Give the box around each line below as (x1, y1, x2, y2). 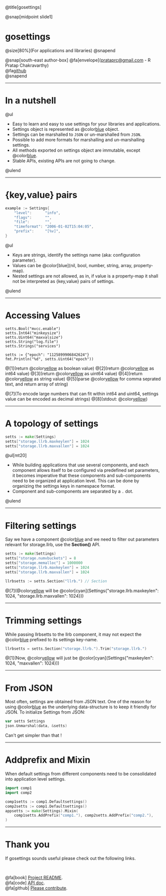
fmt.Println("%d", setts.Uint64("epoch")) (5, 356, 94, 361)
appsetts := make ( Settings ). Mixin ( (5, 808, 79, 813)
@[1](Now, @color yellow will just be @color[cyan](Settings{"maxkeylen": (5, 655, 154, 661)
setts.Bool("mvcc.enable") (5, 326, 61, 331)
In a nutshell (5, 95, 56, 106)
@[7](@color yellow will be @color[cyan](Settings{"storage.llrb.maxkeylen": (5, 587, 159, 594)
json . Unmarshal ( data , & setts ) (5, 724, 68, 728)
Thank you (5, 839, 50, 850)
